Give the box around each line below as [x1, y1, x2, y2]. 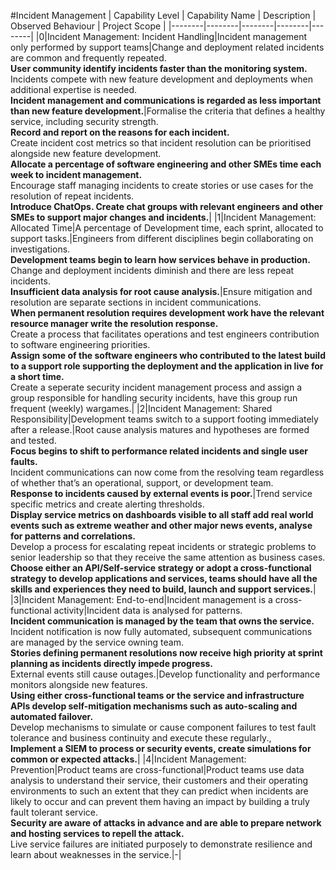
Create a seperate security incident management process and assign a [10, 381, 303, 393]
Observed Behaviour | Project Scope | [10, 20, 167, 32]
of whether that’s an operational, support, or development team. [10, 477, 274, 489]
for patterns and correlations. [10, 530, 136, 542]
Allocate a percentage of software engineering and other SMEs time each [10, 158, 322, 170]
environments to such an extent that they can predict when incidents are [10, 785, 309, 797]
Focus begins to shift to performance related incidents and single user [10, 445, 309, 457]
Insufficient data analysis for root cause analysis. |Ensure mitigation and [10, 286, 313, 297]
